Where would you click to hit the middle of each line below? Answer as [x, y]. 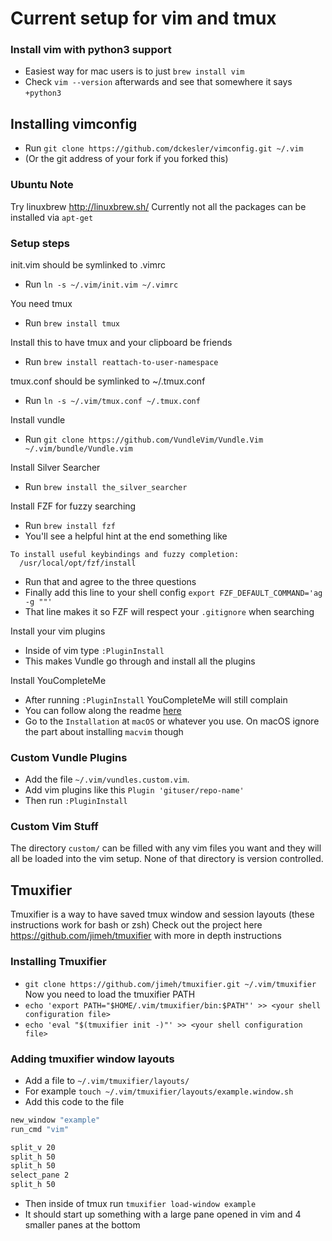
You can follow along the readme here [103, 710]
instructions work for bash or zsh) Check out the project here [136, 925]
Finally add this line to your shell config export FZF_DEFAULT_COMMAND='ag [173, 592]
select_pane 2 [40, 1175]
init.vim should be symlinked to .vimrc [88, 264]
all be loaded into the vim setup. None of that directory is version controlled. [167, 859]
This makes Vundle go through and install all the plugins [140, 661]
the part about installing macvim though [104, 731]
